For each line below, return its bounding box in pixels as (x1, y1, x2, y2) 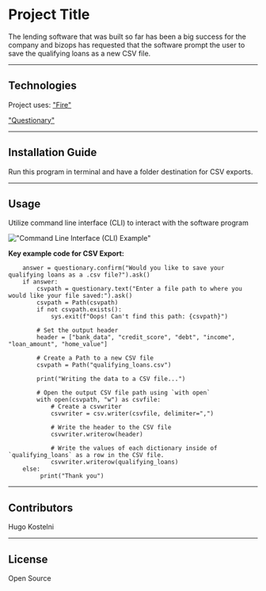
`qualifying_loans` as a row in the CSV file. (8, 452, 165, 459)
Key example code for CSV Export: (8, 249, 124, 258)
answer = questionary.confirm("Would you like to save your (22, 264, 225, 273)
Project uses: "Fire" (8, 100, 72, 109)
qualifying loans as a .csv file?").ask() (8, 271, 150, 279)
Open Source (8, 574, 51, 583)
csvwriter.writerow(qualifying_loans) (50, 458, 179, 467)
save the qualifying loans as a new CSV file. (8, 48, 151, 58)
